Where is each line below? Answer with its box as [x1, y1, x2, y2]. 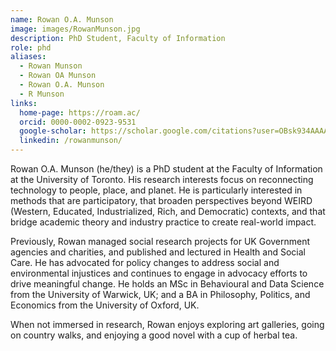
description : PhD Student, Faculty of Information [10, 33, 226, 43]
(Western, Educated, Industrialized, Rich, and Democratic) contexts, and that [10, 206, 326, 217]
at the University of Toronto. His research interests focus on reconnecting [10, 174, 314, 185]
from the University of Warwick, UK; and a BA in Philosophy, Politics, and [10, 289, 311, 300]
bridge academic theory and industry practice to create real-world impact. [10, 216, 317, 228]
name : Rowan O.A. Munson [10, 14, 114, 25]
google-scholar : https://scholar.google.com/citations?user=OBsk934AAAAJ [19, 126, 333, 136]
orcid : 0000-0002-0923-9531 [19, 117, 137, 127]
